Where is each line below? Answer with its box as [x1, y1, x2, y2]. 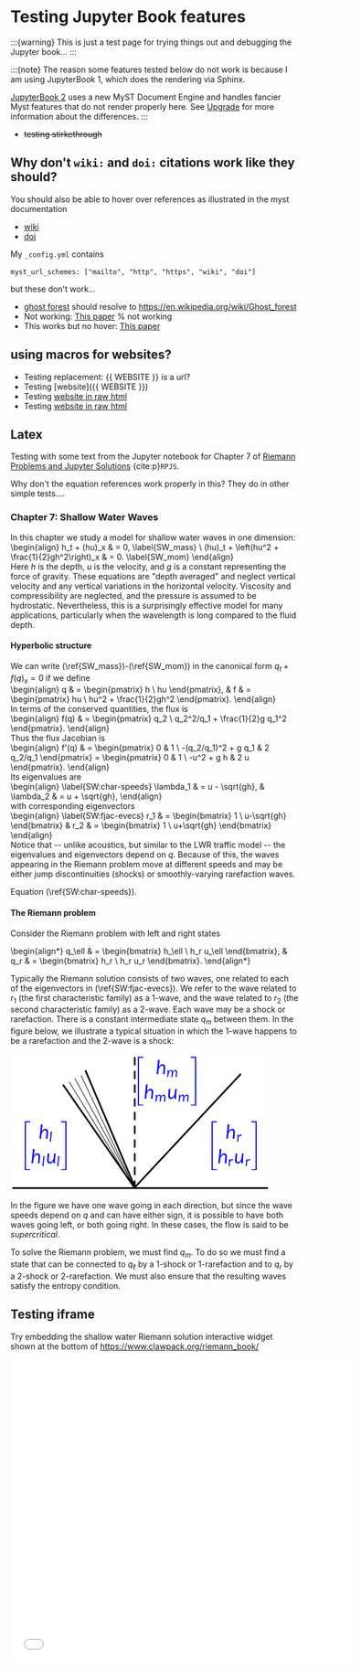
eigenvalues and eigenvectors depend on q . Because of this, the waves [10, 849, 280, 860]
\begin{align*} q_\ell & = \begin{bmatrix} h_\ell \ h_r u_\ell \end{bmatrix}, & [10, 945, 288, 956]
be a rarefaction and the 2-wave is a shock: [10, 1036, 175, 1047]
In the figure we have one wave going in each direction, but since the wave [10, 1200, 293, 1211]
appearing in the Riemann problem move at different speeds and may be [10, 859, 283, 870]
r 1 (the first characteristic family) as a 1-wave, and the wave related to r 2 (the [10, 992, 299, 1005]
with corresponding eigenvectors [10, 801, 135, 812]
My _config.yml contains [10, 249, 104, 260]
